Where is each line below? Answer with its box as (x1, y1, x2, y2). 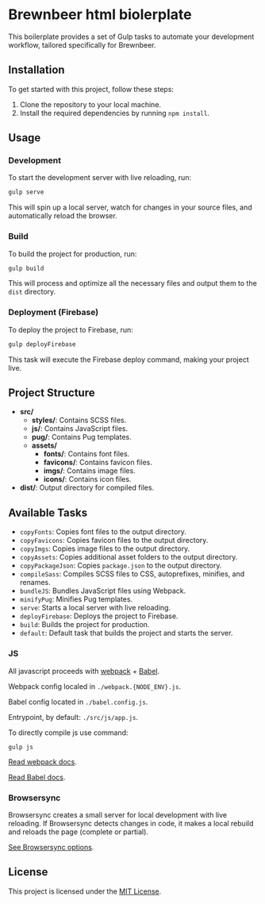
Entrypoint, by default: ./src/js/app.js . (8, 712, 139, 721)
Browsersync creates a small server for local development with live (8, 810, 228, 819)
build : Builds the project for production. (19, 620, 150, 629)
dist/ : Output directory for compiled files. (19, 483, 155, 493)
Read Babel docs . (8, 772, 66, 782)
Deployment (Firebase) (8, 307, 99, 318)
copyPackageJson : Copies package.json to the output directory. (19, 561, 222, 571)
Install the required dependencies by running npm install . (19, 108, 210, 117)
